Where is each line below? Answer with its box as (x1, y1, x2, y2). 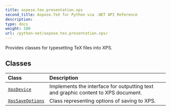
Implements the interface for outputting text (49, 83, 154, 90)
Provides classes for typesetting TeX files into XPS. (5, 45, 113, 50)
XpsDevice (8, 86, 32, 92)
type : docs (5, 21, 28, 27)
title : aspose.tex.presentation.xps (5, 7, 83, 13)
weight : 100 (5, 26, 31, 31)
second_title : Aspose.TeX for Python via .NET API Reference (5, 12, 138, 17)
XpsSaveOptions (8, 98, 45, 103)
